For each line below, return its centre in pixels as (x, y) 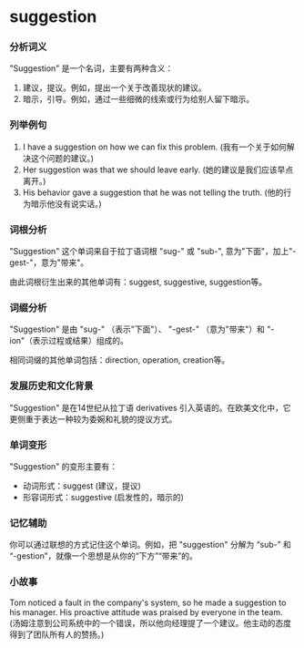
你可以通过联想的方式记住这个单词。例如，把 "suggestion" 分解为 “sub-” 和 (150, 545)
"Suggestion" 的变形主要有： (64, 466)
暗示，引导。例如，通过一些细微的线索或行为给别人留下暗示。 (138, 99)
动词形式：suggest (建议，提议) (81, 486)
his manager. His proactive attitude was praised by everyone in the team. (146, 612)
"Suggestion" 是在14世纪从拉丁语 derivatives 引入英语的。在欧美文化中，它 (150, 407)
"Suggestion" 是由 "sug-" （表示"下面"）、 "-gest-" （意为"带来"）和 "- (142, 329)
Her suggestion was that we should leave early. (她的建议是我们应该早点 (158, 170)
